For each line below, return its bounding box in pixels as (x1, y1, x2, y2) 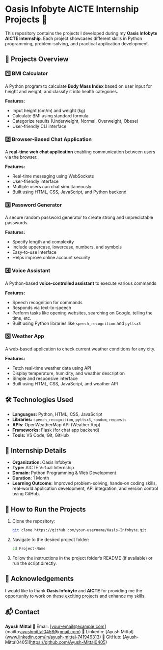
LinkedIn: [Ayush (85, 628, 120, 634)
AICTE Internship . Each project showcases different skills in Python (5, 35, 142, 41)
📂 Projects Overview (5, 55, 69, 64)
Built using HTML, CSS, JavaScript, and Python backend (12, 189, 127, 195)
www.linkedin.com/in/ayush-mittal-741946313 (6, 634, 100, 640)
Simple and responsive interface (12, 376, 78, 381)
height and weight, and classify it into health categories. (5, 88, 119, 94)
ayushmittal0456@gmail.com (20, 628, 80, 634)
